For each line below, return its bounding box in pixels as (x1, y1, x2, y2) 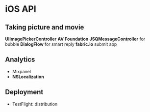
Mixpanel (12, 68, 31, 74)
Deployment (5, 88, 44, 96)
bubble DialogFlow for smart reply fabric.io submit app (5, 41, 117, 47)
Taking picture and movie (5, 23, 84, 31)
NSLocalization (12, 74, 44, 80)
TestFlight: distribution (12, 101, 58, 107)
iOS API (5, 3, 37, 15)
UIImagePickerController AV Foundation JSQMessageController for (5, 36, 146, 42)
